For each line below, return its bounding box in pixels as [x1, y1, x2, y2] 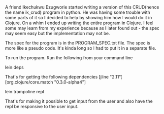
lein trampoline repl [5, 89, 44, 94]
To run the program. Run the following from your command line [5, 55, 133, 61]
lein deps [5, 64, 24, 70]
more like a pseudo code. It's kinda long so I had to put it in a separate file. [5, 45, 157, 51]
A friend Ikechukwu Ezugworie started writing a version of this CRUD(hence [5, 4, 159, 10]
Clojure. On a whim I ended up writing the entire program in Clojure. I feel [5, 20, 154, 26]
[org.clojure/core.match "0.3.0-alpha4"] [5, 79, 86, 85]
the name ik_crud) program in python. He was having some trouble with [5, 9, 150, 15]
